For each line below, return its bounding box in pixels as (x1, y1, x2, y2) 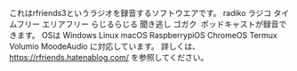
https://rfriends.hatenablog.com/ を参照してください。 (9, 52, 209, 62)
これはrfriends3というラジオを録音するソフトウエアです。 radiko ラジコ (9, 8, 272, 18)
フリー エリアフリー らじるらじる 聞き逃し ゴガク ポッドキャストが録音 (16, 19, 279, 29)
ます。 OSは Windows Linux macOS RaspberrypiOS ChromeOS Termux (16, 30, 278, 40)
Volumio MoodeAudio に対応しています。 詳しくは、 (9, 41, 201, 51)
